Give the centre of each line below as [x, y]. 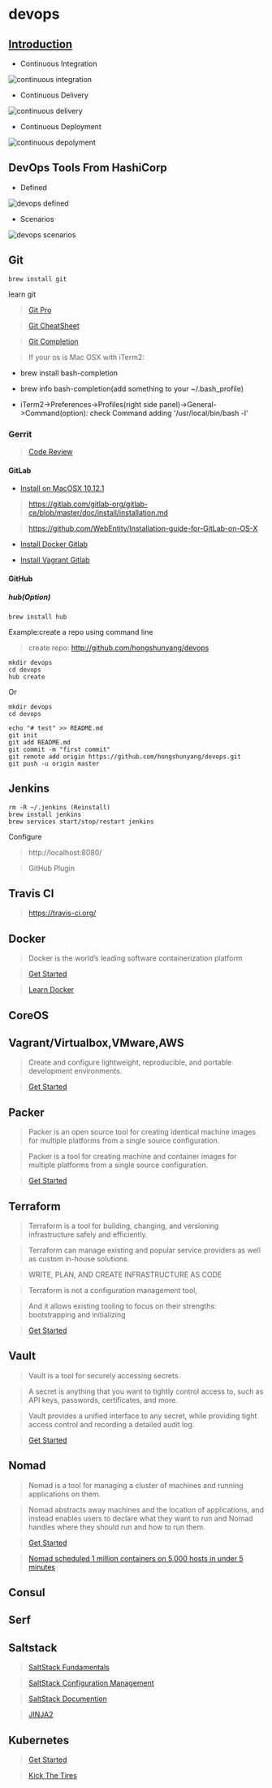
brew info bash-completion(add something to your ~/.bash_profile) [132, 388]
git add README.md [39, 742]
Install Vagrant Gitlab [55, 560]
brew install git [38, 279]
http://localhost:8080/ [65, 852]
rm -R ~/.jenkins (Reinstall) [60, 807]
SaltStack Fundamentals [69, 1668]
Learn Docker [51, 990]
